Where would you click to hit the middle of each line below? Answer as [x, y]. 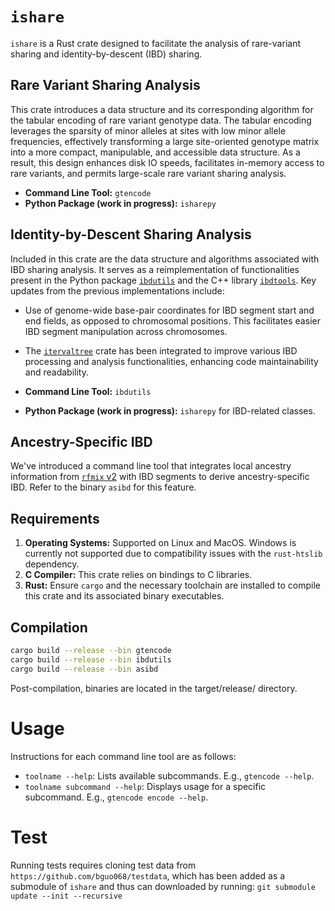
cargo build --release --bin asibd [84, 669]
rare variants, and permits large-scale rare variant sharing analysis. [148, 173]
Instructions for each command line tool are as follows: [123, 756]
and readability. [56, 372]
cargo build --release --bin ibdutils [91, 659]
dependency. [52, 564]
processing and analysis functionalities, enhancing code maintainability [171, 361]
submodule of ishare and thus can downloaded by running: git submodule [163, 886]
